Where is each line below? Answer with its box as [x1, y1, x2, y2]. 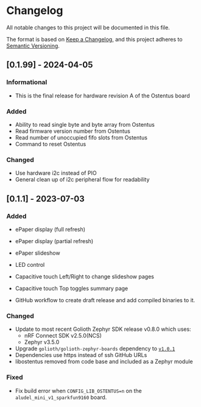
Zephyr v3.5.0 [24, 339, 60, 346]
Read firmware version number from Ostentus [15, 127, 131, 135]
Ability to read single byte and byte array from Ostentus [15, 121, 155, 128]
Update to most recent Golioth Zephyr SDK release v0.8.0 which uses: [15, 325, 191, 333]
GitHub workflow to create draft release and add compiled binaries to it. [15, 296, 196, 303]
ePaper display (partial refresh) [15, 237, 94, 244]
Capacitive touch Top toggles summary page [15, 285, 129, 292]
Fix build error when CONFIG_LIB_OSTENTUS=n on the [15, 387, 142, 394]
